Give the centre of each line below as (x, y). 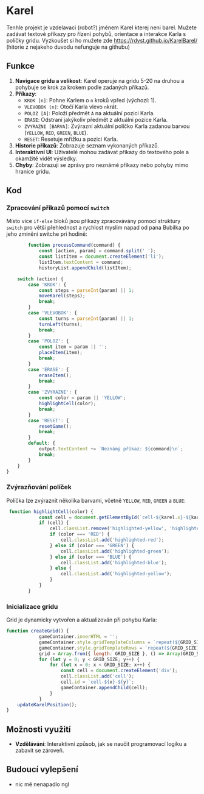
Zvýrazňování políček (39, 487)
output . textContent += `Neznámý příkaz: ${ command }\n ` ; (111, 449)
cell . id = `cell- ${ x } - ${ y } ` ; (97, 682)
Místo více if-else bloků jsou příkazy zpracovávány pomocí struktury (93, 221)
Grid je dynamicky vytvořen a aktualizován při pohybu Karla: (82, 620)
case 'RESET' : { (49, 420)
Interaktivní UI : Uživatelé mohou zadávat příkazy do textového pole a (102, 152)
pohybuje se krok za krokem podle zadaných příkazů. (82, 87)
